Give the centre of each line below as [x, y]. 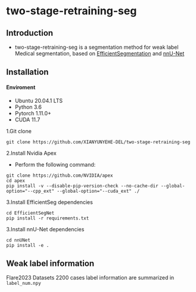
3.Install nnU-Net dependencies [45, 229]
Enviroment [21, 87]
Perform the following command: [55, 164]
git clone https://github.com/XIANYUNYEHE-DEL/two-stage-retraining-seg [98, 142]
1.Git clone [19, 131]
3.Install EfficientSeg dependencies [50, 202]
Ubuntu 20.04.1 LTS [39, 101]
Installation [27, 72]
